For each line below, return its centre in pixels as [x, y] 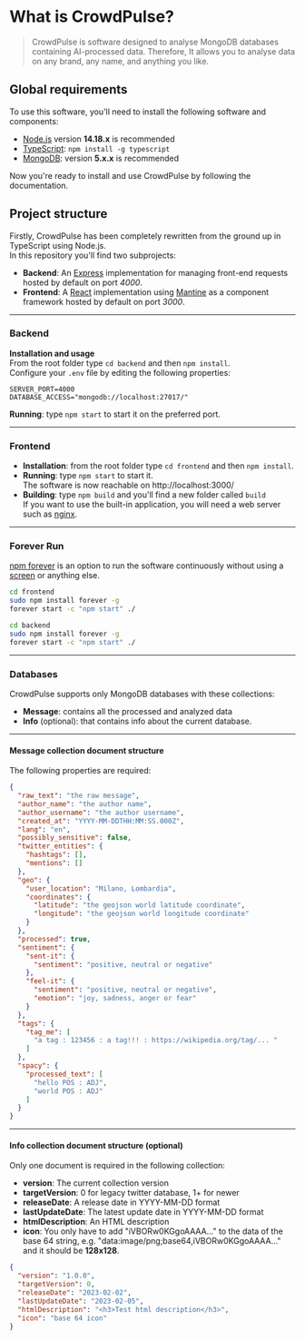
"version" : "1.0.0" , [56, 1276]
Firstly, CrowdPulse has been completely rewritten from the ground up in [145, 236]
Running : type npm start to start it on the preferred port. [115, 414]
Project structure [59, 214]
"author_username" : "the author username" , [101, 813]
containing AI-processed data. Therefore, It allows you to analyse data [163, 51]
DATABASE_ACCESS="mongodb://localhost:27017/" [99, 397]
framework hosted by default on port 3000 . [103, 301]
